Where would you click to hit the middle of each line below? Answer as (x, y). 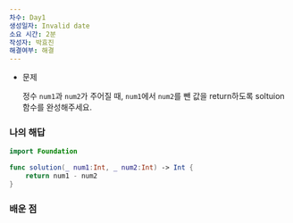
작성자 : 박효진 (32, 42)
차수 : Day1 (28, 17)
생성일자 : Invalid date (50, 26)
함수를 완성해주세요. (57, 107)
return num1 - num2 (62, 176)
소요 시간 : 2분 (33, 34)
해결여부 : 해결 (32, 51)
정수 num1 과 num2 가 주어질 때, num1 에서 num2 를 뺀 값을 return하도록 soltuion (153, 96)
